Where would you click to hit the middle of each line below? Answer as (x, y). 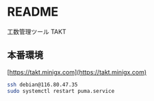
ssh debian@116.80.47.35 (42, 85)
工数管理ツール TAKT (37, 31)
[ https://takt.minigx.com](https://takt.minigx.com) (77, 72)
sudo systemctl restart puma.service (61, 91)
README (33, 12)
